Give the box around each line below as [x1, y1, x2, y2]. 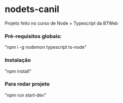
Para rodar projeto [5, 80, 50, 87]
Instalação [5, 57, 31, 64]
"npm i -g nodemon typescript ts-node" [5, 44, 87, 50]
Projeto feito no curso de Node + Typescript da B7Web [5, 20, 118, 26]
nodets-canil [5, 4, 60, 15]
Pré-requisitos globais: [5, 33, 62, 40]
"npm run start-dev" [5, 92, 47, 98]
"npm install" [5, 68, 32, 74]
